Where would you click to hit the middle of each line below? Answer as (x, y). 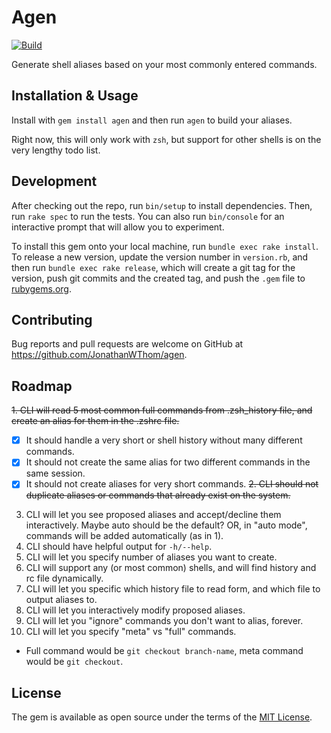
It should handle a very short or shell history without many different (164, 440)
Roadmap (42, 386)
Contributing (52, 319)
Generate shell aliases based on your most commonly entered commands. (164, 64)
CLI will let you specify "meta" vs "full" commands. (131, 632)
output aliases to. (61, 600)
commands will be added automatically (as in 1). (124, 536)
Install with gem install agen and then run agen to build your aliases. (152, 120)
